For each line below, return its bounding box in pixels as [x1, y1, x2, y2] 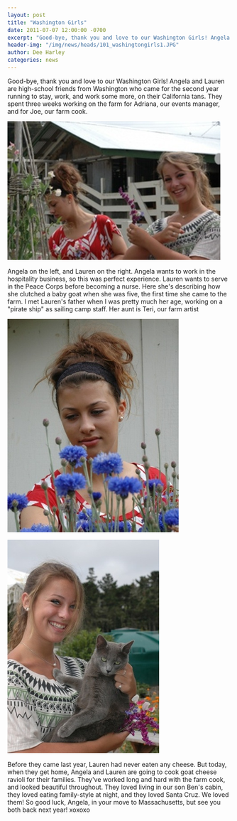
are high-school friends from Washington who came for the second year [7, 84, 219, 92]
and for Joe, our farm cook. [7, 107, 88, 115]
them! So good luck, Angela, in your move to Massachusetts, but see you [7, 798, 221, 806]
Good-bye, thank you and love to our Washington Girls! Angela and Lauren [7, 77, 225, 85]
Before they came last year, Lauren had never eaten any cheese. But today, [7, 760, 227, 768]
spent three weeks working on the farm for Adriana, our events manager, [7, 100, 221, 108]
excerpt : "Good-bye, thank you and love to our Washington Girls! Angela [7, 34, 231, 41]
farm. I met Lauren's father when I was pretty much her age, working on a [7, 297, 224, 306]
